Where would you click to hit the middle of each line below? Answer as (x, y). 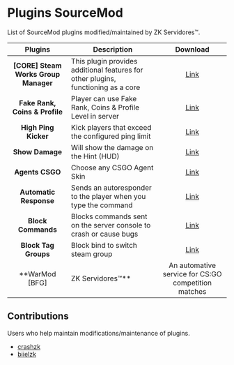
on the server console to (111, 225)
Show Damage (38, 151)
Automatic (38, 192)
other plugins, (93, 78)
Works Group (38, 74)
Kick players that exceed (111, 127)
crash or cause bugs (104, 234)
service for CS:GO (192, 274)
